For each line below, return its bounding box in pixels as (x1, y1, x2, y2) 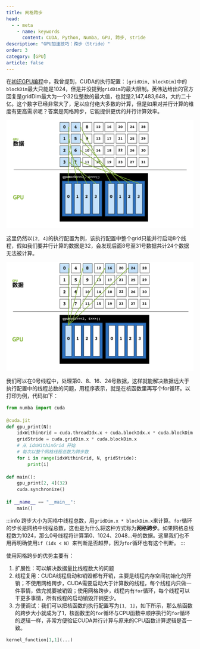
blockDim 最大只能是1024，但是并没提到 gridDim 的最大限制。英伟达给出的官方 (6, 85, 194, 92)
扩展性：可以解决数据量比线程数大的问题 (14, 564, 114, 572)
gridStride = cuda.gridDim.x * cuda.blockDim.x (17, 436, 137, 442)
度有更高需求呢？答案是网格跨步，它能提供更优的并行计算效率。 (6, 107, 162, 114)
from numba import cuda (6, 405, 65, 411)
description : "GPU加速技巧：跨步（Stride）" (6, 41, 110, 47)
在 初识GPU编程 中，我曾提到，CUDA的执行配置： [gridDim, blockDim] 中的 (6, 77, 187, 85)
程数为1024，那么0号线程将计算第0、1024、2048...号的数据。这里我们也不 (6, 532, 190, 539)
